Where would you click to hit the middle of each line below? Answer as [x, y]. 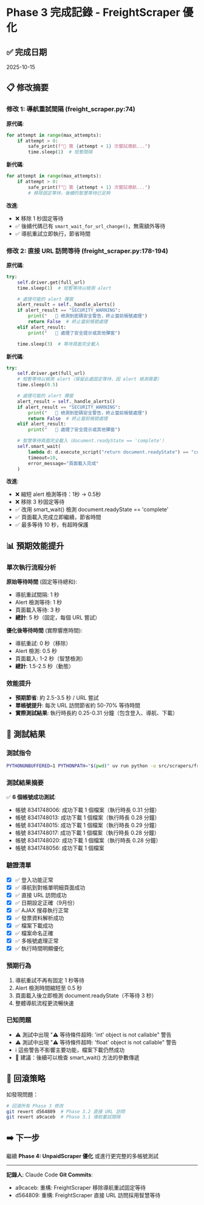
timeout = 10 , [43, 458]
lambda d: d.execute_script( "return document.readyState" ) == [108, 452]
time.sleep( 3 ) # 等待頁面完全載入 [59, 344]
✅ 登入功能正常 [34, 879]
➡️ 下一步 [23, 1138]
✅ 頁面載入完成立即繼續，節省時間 [58, 517]
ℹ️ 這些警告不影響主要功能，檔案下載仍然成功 [70, 1050]
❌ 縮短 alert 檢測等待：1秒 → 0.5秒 [58, 494]
